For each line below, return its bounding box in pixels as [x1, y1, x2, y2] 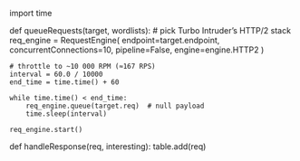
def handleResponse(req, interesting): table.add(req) [9, 141, 207, 152]
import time [9, 8, 53, 18]
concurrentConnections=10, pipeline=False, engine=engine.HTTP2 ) [9, 44, 265, 55]
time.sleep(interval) [25, 109, 107, 118]
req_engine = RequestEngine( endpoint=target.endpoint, [9, 35, 220, 45]
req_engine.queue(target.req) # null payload [25, 101, 205, 110]
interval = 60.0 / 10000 [9, 70, 103, 79]
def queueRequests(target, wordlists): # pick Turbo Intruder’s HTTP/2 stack [9, 25, 292, 35]
